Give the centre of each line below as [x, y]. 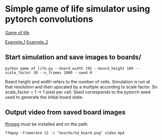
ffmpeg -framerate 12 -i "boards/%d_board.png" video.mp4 [65, 133]
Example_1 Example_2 [27, 42]
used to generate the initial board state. [44, 97]
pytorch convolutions [49, 19]
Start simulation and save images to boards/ [73, 57]
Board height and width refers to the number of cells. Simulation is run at [78, 81]
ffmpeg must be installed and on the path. [47, 124]
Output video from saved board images [65, 112]
